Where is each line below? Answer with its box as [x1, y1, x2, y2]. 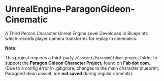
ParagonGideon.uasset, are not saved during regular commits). [5, 70, 134, 76]
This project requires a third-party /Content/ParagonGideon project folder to [5, 54, 158, 60]
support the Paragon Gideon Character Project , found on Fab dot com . [5, 60, 150, 66]
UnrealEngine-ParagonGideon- [5, 3, 135, 15]
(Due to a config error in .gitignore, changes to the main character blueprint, [5, 65, 159, 71]
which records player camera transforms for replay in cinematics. [5, 36, 138, 41]
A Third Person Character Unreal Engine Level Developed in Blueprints [5, 30, 148, 36]
